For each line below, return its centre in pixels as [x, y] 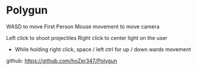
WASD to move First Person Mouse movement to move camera [83, 26]
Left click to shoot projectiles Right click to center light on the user [87, 38]
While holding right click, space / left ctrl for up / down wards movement [103, 49]
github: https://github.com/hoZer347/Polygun [62, 61]
